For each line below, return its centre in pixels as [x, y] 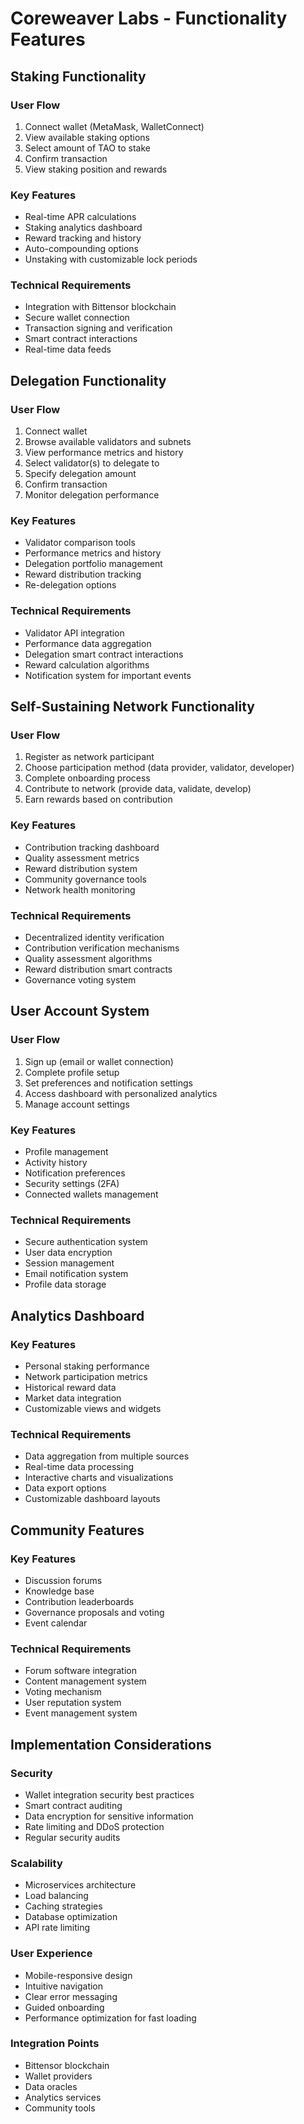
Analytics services [63, 2097]
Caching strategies [63, 1906]
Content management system [85, 1681]
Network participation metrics [86, 1376]
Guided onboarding [64, 2007]
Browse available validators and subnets [108, 442]
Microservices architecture [80, 1885]
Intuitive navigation [64, 1986]
